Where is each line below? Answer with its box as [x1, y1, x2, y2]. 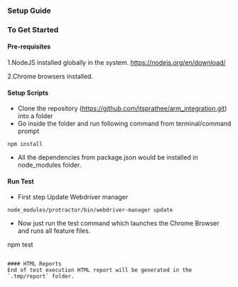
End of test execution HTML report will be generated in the [7, 266, 193, 274]
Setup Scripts [7, 88, 49, 97]
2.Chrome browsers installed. [7, 72, 94, 80]
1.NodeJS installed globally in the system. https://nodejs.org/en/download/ [7, 58, 226, 67]
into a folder [17, 112, 53, 120]
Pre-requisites [7, 42, 51, 51]
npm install [7, 141, 43, 148]
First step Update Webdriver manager [17, 193, 129, 202]
